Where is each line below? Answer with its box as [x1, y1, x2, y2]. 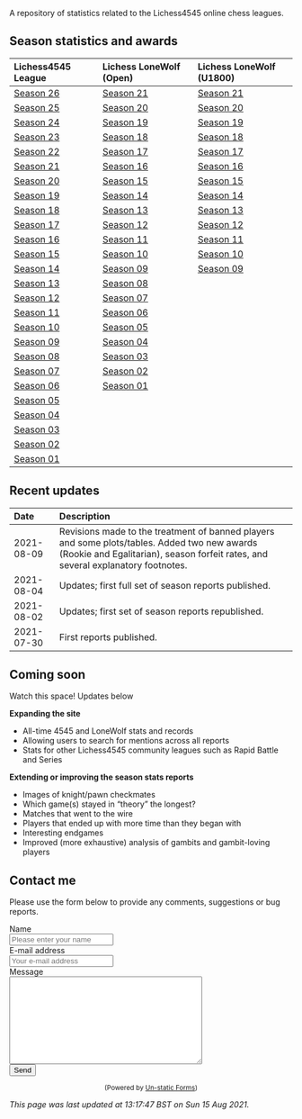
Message [9, 967, 44, 978]
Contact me [9, 872, 76, 888]
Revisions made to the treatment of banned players [58, 525, 275, 537]
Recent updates [9, 483, 101, 499]
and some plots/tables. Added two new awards [58, 536, 258, 548]
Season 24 [13, 116, 60, 129]
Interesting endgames [22, 827, 104, 838]
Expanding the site [9, 708, 81, 719]
